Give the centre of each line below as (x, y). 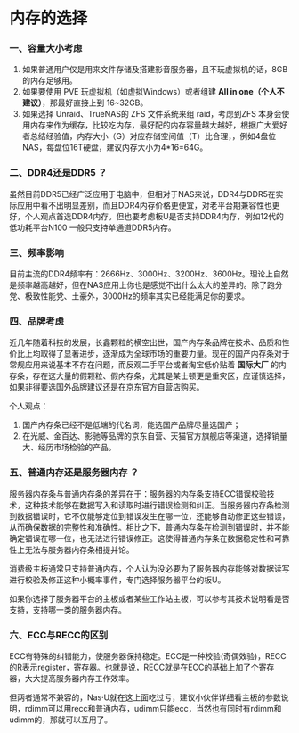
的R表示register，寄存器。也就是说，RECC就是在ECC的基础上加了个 (134, 667)
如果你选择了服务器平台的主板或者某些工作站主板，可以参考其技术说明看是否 (149, 598)
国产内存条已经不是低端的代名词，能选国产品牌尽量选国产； (131, 425)
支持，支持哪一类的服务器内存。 (68, 609)
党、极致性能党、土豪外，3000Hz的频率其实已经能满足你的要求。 (129, 296)
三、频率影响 (37, 252)
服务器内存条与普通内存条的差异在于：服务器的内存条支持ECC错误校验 (138, 494)
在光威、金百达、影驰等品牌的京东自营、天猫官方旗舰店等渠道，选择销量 (154, 436)
